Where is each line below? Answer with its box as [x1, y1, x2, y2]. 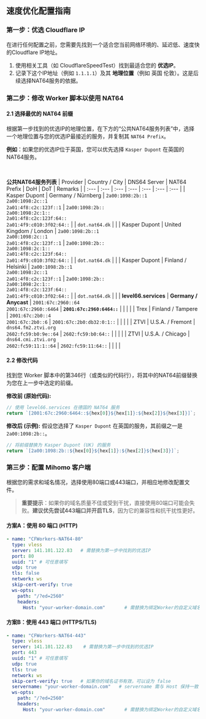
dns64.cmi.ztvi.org [6, 336, 56, 342]
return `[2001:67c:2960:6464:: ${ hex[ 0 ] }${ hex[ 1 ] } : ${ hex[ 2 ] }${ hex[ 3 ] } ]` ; [6, 410, 196, 416]
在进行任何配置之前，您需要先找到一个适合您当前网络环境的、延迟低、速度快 [6, 40, 200, 48]
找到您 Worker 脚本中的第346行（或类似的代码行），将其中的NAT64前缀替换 [6, 372, 198, 379]
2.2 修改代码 [6, 356, 38, 364]
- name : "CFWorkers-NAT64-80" [6, 536, 84, 542]
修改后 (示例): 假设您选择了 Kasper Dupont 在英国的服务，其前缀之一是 [6, 422, 183, 429]
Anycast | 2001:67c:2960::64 [6, 298, 80, 306]
